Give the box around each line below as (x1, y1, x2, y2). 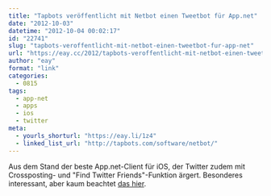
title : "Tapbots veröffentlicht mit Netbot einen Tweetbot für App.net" (8, 11, 258, 20)
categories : (8, 72, 48, 80)
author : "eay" (8, 57, 56, 65)
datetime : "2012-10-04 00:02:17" (8, 27, 121, 35)
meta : (8, 124, 27, 132)
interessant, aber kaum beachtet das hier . (8, 178, 147, 188)
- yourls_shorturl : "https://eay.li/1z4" (15, 131, 157, 140)
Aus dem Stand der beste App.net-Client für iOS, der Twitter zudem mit (8, 161, 246, 171)
